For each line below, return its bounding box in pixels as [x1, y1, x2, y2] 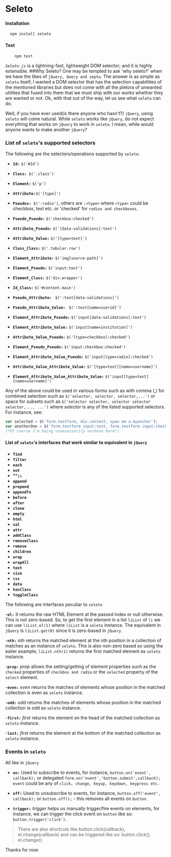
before [12, 495, 27, 500]
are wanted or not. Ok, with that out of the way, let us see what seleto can [5, 95, 161, 101]
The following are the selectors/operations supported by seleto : [5, 151, 140, 157]
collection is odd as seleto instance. [5, 705, 81, 711]
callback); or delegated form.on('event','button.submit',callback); [12, 775, 161, 781]
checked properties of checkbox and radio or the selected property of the [5, 669, 158, 675]
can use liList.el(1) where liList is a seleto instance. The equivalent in [5, 622, 161, 628]
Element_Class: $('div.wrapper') [12, 275, 83, 281]
